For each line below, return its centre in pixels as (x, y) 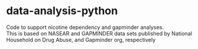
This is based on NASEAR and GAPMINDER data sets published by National (99, 33)
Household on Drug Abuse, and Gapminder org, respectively (81, 40)
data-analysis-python (62, 11)
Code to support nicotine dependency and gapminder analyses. (85, 27)
